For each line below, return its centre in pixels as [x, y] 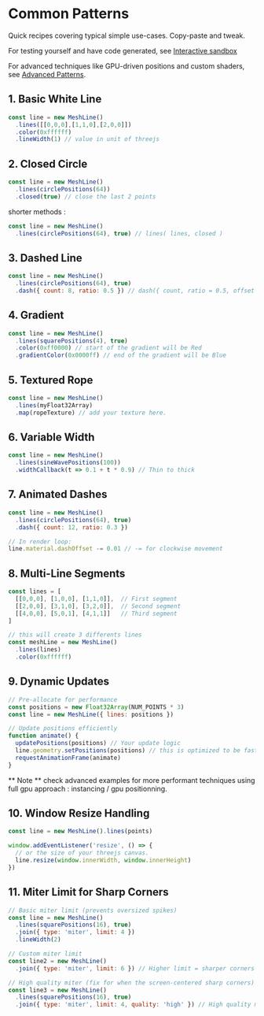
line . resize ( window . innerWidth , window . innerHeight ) [103, 860]
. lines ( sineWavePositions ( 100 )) [68, 463]
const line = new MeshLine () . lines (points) [81, 832]
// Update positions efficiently [63, 729]
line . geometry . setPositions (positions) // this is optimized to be [128, 751]
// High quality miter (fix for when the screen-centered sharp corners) [132, 983]
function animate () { [44, 736]
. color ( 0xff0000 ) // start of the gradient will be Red [108, 348]
